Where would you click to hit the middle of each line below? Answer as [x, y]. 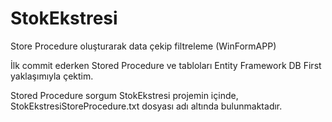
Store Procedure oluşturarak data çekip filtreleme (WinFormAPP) [143, 46]
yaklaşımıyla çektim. [52, 76]
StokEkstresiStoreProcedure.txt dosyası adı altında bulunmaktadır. [146, 106]
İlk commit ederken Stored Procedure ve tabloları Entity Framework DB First [166, 65]
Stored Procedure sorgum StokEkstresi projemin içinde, [124, 95]
